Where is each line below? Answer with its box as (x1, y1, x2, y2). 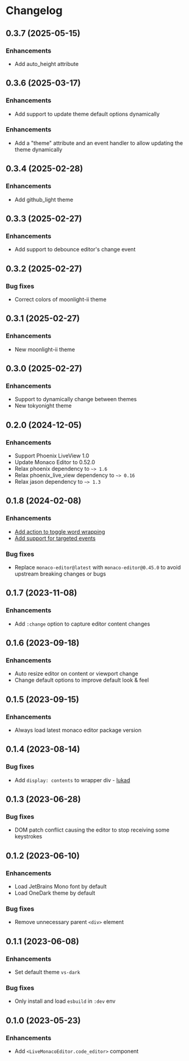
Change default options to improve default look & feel (14, 676, 149, 684)
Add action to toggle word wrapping (14, 528, 105, 535)
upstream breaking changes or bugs (14, 570, 106, 577)
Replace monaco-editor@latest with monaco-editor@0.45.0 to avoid (14, 563, 181, 571)
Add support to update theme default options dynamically (14, 110, 160, 117)
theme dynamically (14, 146, 63, 153)
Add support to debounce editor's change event (14, 246, 136, 253)
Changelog (5, 4, 63, 18)
